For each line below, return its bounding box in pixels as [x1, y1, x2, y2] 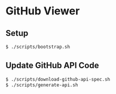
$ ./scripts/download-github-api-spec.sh [5, 76, 111, 82]
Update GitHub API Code [5, 60, 99, 71]
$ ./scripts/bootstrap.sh [5, 44, 70, 50]
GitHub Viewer [5, 4, 80, 18]
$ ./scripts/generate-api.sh [5, 82, 78, 88]
